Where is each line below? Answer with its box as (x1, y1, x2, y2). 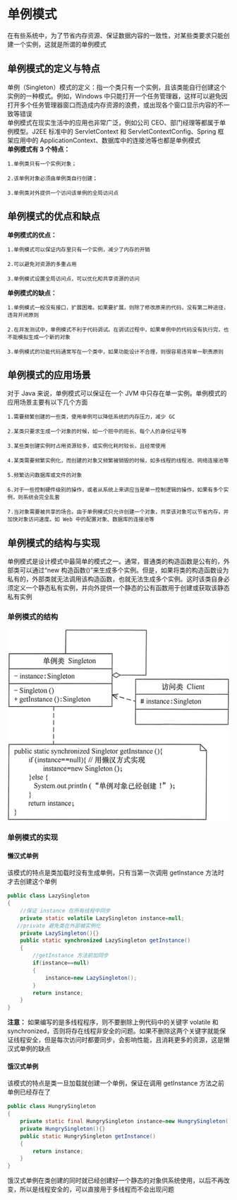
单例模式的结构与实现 (7, 537, 100, 549)
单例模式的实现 (7, 832, 59, 842)
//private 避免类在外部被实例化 (16, 922, 101, 929)
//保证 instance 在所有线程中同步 (20, 907, 111, 914)
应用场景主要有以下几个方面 (7, 398, 88, 407)
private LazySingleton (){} (20, 930, 99, 937)
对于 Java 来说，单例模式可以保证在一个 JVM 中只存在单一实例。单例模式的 (7, 389, 227, 398)
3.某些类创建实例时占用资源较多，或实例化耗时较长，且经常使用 (7, 443, 166, 450)
